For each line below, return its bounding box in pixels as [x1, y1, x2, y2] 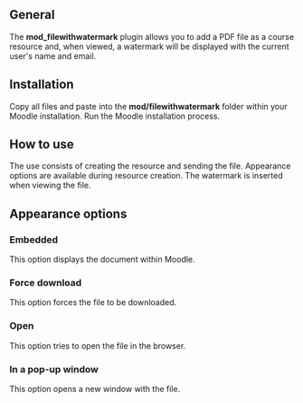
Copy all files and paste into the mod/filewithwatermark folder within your [9, 101, 288, 111]
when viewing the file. [9, 180, 92, 191]
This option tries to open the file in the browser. [9, 340, 186, 351]
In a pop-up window [9, 362, 99, 375]
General [9, 7, 56, 23]
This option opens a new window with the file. [9, 384, 181, 395]
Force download [9, 276, 82, 289]
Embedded [9, 233, 59, 245]
